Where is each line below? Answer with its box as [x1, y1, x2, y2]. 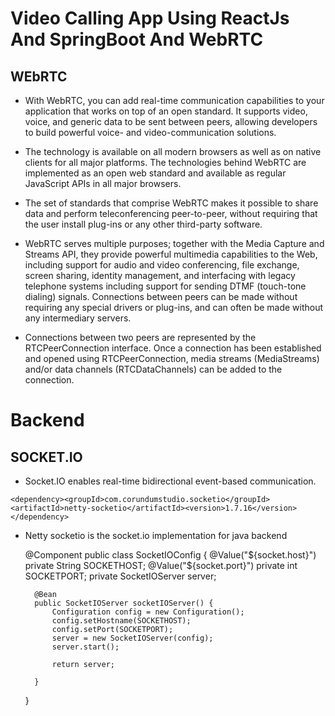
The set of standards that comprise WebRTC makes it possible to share [24, 197, 319, 209]
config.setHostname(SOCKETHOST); [51, 616, 192, 626]
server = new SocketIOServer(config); [51, 633, 214, 643]
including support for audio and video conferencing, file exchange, [24, 259, 300, 271]
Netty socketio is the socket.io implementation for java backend [24, 530, 288, 541]
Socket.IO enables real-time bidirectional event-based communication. [24, 475, 317, 487]
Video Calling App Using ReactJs [10, 7, 290, 30]
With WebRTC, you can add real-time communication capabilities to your [24, 95, 325, 106]
